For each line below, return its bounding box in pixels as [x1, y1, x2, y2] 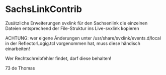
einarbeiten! [5, 45, 30, 51]
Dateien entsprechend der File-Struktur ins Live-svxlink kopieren [5, 25, 139, 31]
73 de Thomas [5, 65, 35, 71]
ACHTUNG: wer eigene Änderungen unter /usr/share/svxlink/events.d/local [5, 35, 161, 41]
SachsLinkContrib [5, 3, 82, 15]
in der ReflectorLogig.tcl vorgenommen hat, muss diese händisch [5, 40, 141, 46]
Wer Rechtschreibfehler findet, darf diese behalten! [5, 55, 112, 61]
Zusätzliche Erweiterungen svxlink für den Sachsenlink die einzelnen [5, 20, 148, 26]
